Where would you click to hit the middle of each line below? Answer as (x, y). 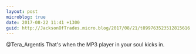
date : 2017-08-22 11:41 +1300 (43, 22)
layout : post (22, 11)
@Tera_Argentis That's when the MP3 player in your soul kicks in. (85, 45)
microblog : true (26, 17)
